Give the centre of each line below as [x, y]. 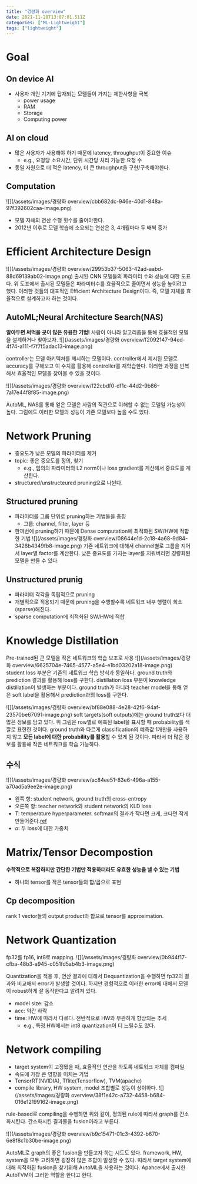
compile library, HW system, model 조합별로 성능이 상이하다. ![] [89, 1088]
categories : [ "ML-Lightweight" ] [46, 22]
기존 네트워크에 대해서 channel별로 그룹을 [131, 546]
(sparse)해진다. [33, 609]
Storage [33, 113]
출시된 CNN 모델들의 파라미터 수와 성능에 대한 [127, 276]
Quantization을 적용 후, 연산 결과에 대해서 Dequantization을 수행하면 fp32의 [95, 976]
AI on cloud [27, 138]
